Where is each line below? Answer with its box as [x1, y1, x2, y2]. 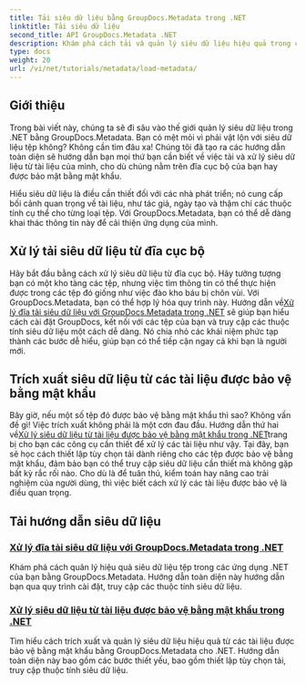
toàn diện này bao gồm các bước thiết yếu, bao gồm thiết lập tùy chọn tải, [9, 655, 287, 666]
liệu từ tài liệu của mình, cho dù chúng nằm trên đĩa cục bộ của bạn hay [9, 160, 278, 171]
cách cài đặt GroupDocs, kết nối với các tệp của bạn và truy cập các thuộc [9, 316, 290, 327]
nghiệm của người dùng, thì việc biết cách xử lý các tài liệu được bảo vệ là [9, 477, 288, 488]
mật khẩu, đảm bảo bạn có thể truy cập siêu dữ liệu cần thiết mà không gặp [9, 458, 293, 469]
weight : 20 [9, 56, 51, 65]
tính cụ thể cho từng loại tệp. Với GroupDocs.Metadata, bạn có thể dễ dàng [9, 207, 291, 219]
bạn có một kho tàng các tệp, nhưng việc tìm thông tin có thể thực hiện [9, 277, 276, 288]
